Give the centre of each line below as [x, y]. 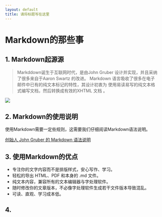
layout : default [21, 10]
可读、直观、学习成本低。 [38, 194]
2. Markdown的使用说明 [41, 116]
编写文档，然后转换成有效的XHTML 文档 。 [64, 91]
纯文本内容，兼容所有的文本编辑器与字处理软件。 [61, 182]
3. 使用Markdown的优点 [41, 157]
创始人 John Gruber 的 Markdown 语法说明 [48, 140]
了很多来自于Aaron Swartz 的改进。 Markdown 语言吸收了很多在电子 [86, 78]
